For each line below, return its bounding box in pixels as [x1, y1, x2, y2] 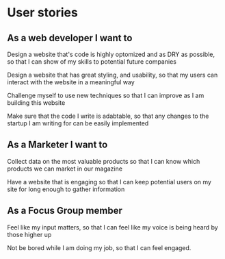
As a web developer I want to [7, 32, 133, 44]
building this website [7, 99, 66, 107]
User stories [7, 5, 79, 21]
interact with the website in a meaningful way [7, 78, 135, 86]
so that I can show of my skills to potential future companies [7, 58, 176, 66]
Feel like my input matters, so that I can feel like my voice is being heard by [7, 223, 219, 231]
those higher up [7, 230, 52, 238]
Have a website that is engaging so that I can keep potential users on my [7, 177, 212, 186]
